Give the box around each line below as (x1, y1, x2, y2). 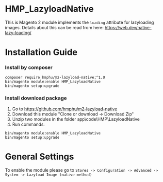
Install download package (5, 95, 67, 101)
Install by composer (5, 64, 53, 71)
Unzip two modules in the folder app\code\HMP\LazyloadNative (12, 116, 140, 122)
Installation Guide (5, 47, 78, 58)
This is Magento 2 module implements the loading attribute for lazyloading (5, 19, 154, 25)
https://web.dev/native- (104, 24, 152, 30)
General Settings (5, 151, 74, 162)
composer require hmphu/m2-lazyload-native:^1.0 (5, 75, 105, 80)
